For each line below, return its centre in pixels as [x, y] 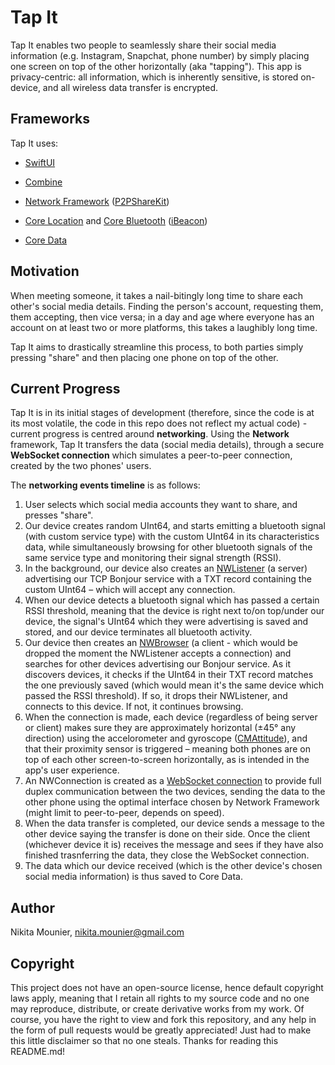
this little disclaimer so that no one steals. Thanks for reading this [144, 1040]
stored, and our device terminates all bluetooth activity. [138, 632]
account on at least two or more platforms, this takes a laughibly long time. [164, 327]
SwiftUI [40, 162]
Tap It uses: [34, 143]
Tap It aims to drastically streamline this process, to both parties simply [157, 347]
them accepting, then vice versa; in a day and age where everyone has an [162, 317]
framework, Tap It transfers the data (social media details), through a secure [167, 445]
